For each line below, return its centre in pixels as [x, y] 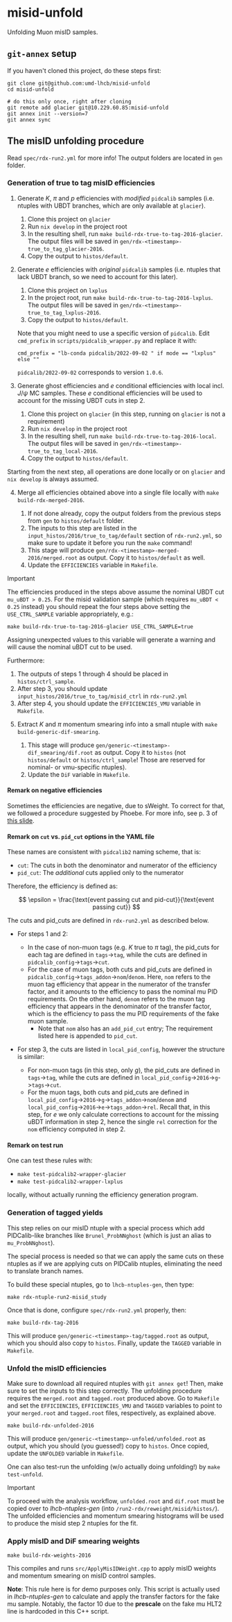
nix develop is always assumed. [53, 479]
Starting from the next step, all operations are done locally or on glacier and [116, 471]
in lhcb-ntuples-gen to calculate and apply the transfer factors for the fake [113, 1597]
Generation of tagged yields [55, 1213]
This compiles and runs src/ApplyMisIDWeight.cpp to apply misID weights [112, 1569]
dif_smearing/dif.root [60, 753]
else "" [28, 359]
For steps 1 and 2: [42, 934]
